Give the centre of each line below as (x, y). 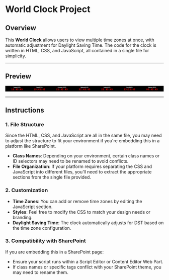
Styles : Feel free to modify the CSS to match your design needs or (81, 212)
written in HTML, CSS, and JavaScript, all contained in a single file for (77, 51)
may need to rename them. (40, 272)
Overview (21, 28)
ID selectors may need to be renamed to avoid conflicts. (70, 161)
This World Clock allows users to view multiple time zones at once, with (80, 40)
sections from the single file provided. (52, 177)
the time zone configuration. (42, 228)
